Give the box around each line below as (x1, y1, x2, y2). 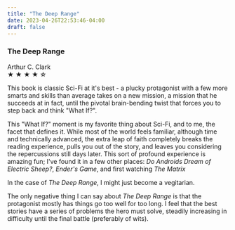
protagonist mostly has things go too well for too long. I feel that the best (7, 199, 217, 207)
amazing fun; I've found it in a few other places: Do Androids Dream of (7, 157, 212, 165)
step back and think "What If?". (7, 106, 97, 115)
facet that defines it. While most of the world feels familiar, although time (7, 127, 217, 136)
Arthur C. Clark (7, 63, 51, 71)
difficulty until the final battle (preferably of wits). (7, 214, 149, 222)
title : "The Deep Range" (7, 10, 80, 18)
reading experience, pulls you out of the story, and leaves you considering (7, 142, 222, 151)
